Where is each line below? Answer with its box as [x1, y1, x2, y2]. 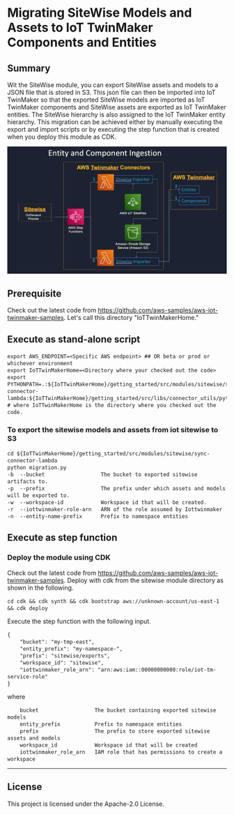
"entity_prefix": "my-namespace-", [19, 645, 123, 653]
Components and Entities [7, 35, 157, 50]
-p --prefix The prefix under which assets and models [7, 485, 226, 492]
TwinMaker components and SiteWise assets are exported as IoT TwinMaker [7, 103, 226, 111]
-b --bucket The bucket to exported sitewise [7, 471, 198, 478]
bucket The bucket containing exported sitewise [19, 706, 217, 714]
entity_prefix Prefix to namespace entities [19, 720, 182, 728]
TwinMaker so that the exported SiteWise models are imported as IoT [7, 96, 205, 104]
